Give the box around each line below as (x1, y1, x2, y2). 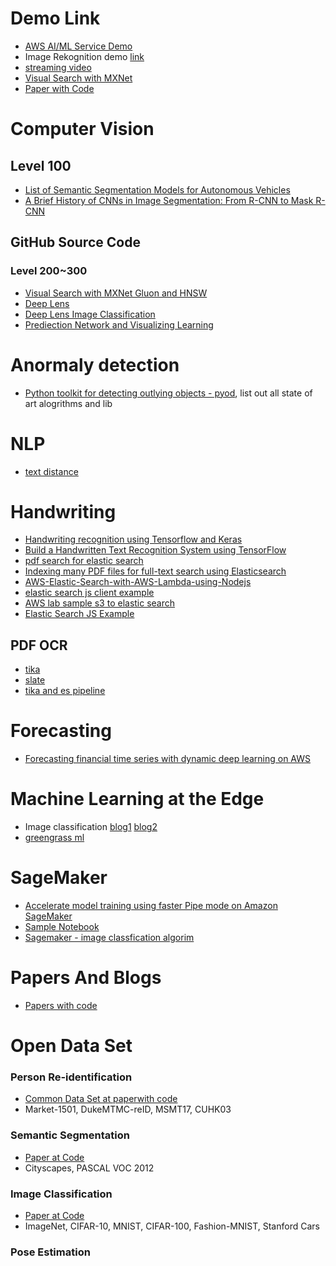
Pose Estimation (10, 1245, 91, 1259)
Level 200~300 (10, 264, 88, 278)
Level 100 (10, 157, 72, 174)
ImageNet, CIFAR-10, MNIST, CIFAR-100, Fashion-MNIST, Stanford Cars (24, 1220, 320, 1232)
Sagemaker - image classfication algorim (24, 932, 195, 944)
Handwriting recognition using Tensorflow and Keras (24, 533, 243, 546)
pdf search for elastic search (24, 555, 144, 567)
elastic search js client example (24, 587, 155, 599)
